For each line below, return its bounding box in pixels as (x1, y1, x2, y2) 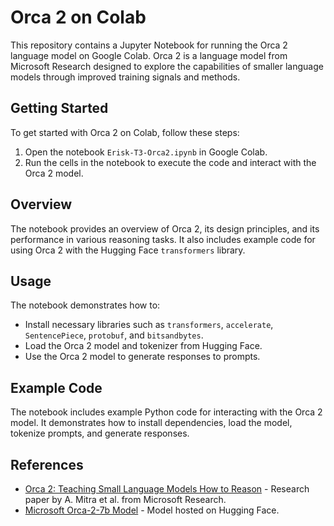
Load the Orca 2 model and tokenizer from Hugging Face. (24, 340, 263, 352)
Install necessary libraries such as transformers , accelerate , (24, 319, 274, 331)
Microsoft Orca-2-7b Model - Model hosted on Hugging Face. (24, 504, 280, 516)
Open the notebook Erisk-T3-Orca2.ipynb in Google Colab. (24, 146, 268, 158)
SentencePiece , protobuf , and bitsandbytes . (24, 329, 204, 341)
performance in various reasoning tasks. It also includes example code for (10, 233, 316, 245)
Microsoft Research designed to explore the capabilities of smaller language (10, 60, 324, 72)
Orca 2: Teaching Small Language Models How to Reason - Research (24, 483, 310, 495)
